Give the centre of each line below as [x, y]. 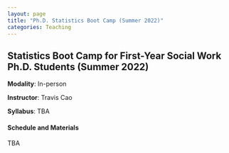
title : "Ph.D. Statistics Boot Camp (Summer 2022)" [85, 21]
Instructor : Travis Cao [40, 98]
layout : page [27, 14]
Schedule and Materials [43, 127]
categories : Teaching [39, 27]
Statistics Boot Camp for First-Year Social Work [114, 56]
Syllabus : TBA [28, 111]
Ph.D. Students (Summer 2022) [78, 67]
